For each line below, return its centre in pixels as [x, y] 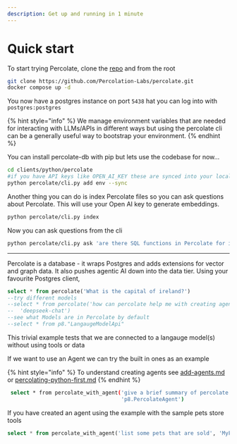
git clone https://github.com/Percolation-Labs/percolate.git [101, 81]
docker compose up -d [39, 88]
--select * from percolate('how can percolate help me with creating [112, 304]
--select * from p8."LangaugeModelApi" [66, 324]
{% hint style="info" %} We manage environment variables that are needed [116, 121]
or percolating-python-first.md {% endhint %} [74, 380]
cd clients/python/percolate [50, 170]
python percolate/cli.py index [53, 217]
